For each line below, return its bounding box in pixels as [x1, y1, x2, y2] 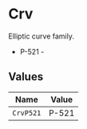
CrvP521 [12, 108, 42, 117]
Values [8, 70, 44, 84]
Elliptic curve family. [8, 31, 74, 41]
